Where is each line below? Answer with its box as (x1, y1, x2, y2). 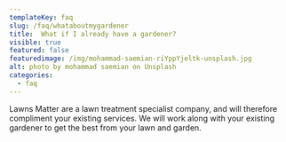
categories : (9, 71, 53, 80)
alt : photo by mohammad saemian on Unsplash (9, 63, 177, 72)
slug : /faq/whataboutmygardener (9, 21, 129, 30)
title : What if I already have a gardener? (9, 29, 177, 38)
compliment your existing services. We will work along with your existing (9, 113, 275, 123)
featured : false (9, 46, 69, 55)
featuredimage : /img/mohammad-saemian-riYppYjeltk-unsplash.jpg (9, 54, 252, 63)
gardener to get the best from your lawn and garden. (9, 122, 202, 133)
